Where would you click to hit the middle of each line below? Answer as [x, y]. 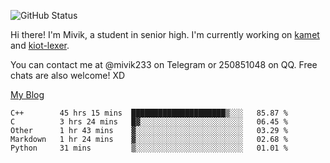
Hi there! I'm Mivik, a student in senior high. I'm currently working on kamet [165, 34]
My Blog [27, 94]
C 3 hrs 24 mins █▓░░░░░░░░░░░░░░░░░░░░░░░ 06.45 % [149, 122]
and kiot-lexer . [40, 45]
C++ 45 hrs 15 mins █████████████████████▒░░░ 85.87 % [149, 113]
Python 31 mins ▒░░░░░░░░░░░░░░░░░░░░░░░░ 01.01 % [149, 148]
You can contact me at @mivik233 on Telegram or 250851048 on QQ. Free [164, 64]
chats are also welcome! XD [68, 75]
